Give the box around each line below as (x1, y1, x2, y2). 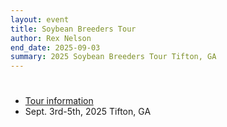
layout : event (10, 14, 70, 25)
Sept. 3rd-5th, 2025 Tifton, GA (24, 106, 152, 118)
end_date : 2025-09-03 (10, 42, 101, 53)
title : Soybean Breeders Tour (10, 24, 137, 34)
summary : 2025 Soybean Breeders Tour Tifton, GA (10, 52, 217, 62)
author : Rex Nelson (10, 33, 92, 43)
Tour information (24, 95, 94, 107)
